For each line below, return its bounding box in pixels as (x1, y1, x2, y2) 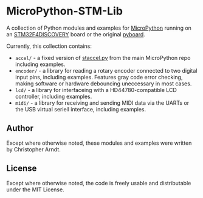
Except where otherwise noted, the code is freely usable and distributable (6, 179, 191, 186)
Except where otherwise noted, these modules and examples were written (6, 139, 192, 147)
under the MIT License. (6, 186, 65, 193)
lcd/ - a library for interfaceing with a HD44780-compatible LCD (15, 86, 177, 93)
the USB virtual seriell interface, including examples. (15, 105, 146, 113)
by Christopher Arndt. (6, 145, 61, 153)
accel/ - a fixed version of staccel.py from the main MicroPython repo (15, 54, 191, 61)
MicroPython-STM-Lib (6, 4, 123, 18)
